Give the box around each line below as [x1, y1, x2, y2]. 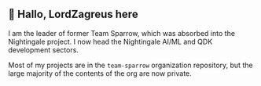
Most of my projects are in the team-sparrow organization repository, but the [8, 60, 253, 70]
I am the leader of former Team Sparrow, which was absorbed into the [8, 28, 236, 38]
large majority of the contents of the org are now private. [8, 68, 193, 78]
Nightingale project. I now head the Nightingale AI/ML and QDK [8, 37, 213, 46]
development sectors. [8, 45, 79, 55]
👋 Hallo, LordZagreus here [8, 8, 139, 21]
